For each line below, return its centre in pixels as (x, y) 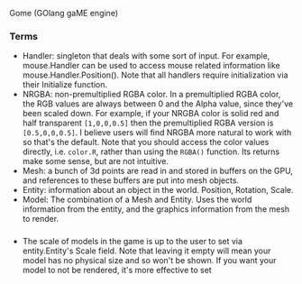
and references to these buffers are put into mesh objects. (131, 180)
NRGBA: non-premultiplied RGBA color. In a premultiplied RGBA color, (151, 95)
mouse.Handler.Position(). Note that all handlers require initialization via (155, 75)
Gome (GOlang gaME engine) (64, 13)
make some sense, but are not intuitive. (96, 161)
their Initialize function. (65, 85)
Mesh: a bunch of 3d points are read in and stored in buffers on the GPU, (157, 171)
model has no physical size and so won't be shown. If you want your (149, 261)
